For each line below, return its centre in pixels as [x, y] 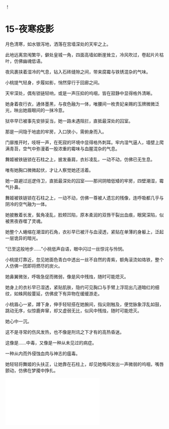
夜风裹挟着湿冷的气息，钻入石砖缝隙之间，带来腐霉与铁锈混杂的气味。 [78, 72]
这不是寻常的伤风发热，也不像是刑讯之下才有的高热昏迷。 [65, 332]
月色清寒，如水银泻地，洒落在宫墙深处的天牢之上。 [58, 44]
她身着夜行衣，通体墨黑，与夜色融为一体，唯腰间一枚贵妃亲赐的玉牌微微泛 [82, 104]
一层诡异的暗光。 [23, 238]
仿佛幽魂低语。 [29, 61]
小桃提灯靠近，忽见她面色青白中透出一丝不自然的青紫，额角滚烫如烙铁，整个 [84, 259]
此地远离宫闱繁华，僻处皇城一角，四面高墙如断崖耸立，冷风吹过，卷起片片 [82, 54]
